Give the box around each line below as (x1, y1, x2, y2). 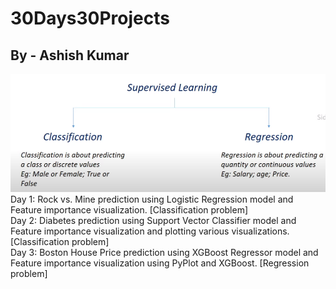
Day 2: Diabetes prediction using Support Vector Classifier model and (10, 214, 297, 226)
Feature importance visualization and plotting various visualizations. (10, 225, 290, 237)
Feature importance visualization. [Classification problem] (10, 203, 249, 216)
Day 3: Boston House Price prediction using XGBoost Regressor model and (10, 246, 319, 258)
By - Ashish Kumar (10, 47, 130, 64)
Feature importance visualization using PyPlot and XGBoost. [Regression (10, 257, 310, 269)
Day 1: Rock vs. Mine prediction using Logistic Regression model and (10, 193, 294, 205)
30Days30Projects (10, 7, 170, 30)
